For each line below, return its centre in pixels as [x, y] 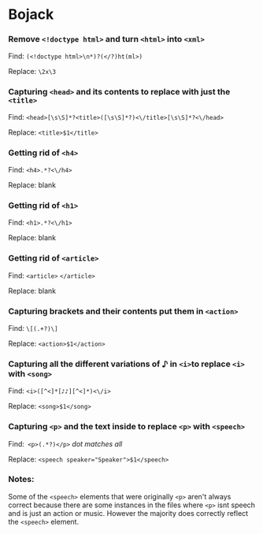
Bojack [31, 15]
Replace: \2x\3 [32, 72]
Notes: [21, 480]
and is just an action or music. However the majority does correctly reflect [128, 513]
